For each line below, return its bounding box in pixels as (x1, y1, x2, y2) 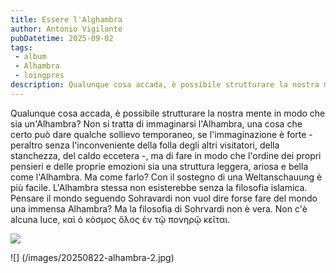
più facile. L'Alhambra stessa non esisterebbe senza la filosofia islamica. (10, 181, 308, 193)
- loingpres (14, 71, 65, 81)
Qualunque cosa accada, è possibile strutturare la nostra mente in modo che (10, 107, 326, 119)
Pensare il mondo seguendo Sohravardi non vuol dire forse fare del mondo (10, 192, 318, 204)
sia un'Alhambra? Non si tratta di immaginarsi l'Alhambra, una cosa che (10, 117, 303, 130)
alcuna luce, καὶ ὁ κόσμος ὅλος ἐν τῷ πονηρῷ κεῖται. (10, 213, 231, 225)
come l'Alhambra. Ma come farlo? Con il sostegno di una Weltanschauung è (10, 171, 323, 183)
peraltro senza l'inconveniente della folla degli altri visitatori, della (10, 139, 280, 151)
